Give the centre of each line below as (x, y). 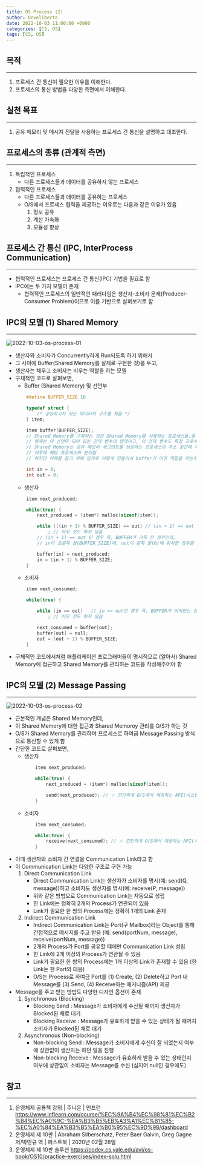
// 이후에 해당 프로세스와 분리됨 (61, 453)
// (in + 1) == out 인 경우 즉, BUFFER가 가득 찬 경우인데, (107, 538)
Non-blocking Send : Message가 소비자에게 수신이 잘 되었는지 (108, 1042)
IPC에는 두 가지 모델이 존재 (47, 286)
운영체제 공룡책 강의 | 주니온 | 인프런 (58, 1107)
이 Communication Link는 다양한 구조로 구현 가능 (73, 867)
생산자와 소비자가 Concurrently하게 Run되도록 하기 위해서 (84, 355)
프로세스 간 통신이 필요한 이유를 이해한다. (63, 82)
